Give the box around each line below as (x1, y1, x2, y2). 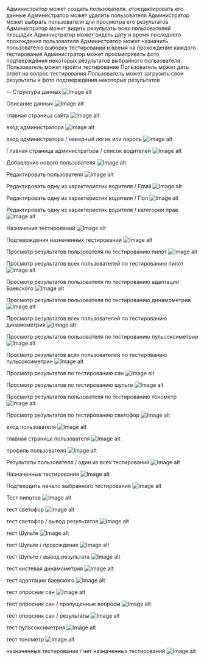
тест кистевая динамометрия (6, 565, 83, 572)
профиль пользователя (6, 447, 66, 454)
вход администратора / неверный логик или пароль (6, 135, 142, 143)
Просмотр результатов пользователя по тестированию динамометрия (6, 297, 191, 303)
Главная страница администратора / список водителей (6, 147, 151, 154)
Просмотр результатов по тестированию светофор (6, 411, 140, 419)
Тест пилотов (6, 494, 41, 501)
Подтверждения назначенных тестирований (6, 236, 122, 243)
